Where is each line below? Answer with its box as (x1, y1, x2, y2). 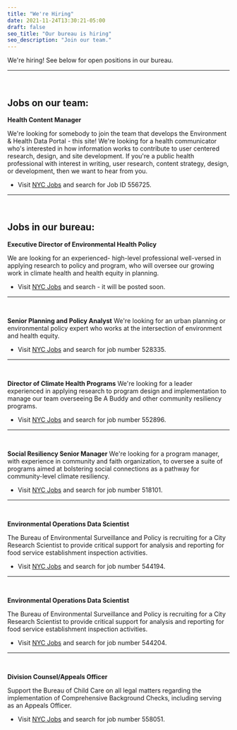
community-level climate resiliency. (7, 471, 110, 481)
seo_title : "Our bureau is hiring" (7, 30, 112, 37)
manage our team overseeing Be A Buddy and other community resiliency (7, 394, 222, 403)
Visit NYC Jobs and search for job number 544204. (17, 638, 167, 647)
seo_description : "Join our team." (7, 37, 112, 44)
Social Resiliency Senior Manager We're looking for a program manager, (7, 449, 220, 458)
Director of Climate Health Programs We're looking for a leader (7, 379, 193, 387)
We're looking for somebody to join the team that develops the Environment (7, 129, 227, 138)
